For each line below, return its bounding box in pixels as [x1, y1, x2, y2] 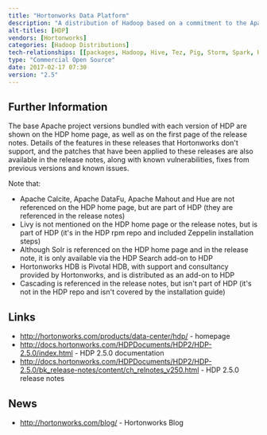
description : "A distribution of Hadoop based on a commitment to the [8, 19, 247, 27]
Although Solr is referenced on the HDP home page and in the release [19, 245, 249, 254]
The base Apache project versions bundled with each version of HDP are [8, 121, 248, 131]
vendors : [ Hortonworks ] [8, 33, 87, 42]
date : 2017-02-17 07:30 [8, 64, 87, 72]
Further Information [8, 100, 108, 114]
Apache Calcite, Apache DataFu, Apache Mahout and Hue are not [19, 194, 235, 204]
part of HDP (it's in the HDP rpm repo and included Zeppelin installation [19, 228, 254, 238]
